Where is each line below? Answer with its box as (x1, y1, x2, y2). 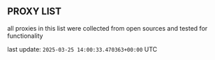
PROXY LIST (7, 6, 61, 17)
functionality (7, 31, 43, 40)
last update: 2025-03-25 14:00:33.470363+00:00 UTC (7, 45, 158, 53)
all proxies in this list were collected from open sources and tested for (7, 24, 208, 32)
